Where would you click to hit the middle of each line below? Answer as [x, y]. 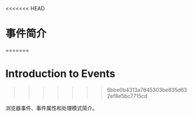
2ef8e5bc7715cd [127, 96]
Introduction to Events [60, 74]
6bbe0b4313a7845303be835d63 [147, 90]
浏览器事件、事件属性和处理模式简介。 [51, 108]
